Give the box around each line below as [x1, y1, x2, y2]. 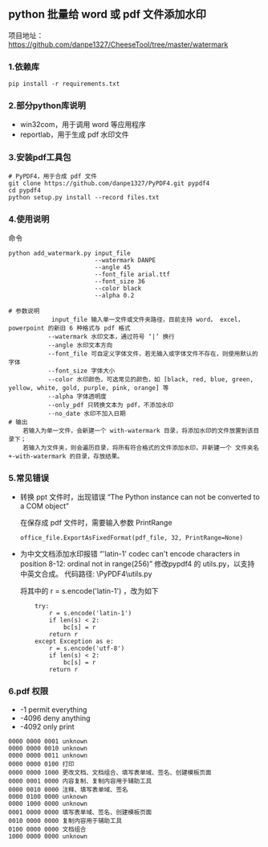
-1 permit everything [19, 705, 87, 714]
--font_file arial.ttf [94, 270, 171, 278]
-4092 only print [19, 722, 75, 731]
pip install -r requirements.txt [8, 80, 120, 88]
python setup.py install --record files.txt [8, 193, 160, 201]
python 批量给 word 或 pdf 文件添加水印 [8, 7, 207, 22]
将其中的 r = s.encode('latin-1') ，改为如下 [19, 586, 159, 596]
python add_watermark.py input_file [8, 249, 131, 257]
